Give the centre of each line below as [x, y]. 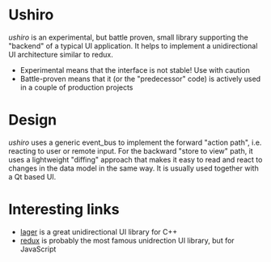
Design [33, 120]
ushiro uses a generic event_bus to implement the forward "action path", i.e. [135, 142]
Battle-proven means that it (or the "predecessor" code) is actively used [140, 78]
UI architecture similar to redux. [61, 54]
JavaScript [38, 249]
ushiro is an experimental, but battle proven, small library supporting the [128, 37]
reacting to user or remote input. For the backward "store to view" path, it [131, 150]
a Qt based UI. [32, 176]
